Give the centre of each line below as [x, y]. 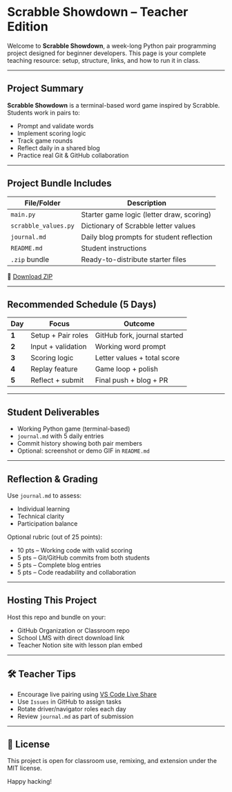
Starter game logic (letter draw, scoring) [146, 215]
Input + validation [59, 347]
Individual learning [43, 509]
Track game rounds [45, 140]
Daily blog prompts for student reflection [147, 237]
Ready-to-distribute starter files [134, 259]
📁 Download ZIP [30, 276]
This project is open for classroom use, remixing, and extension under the [112, 761]
